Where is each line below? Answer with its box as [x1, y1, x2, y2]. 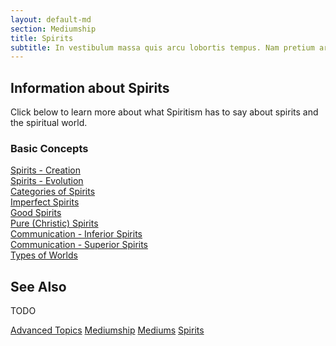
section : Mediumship [10, 24, 97, 34]
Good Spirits [10, 207, 62, 219]
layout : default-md [10, 14, 92, 25]
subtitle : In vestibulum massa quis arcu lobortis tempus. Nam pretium [10, 42, 315, 53]
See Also [10, 278, 67, 295]
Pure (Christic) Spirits [10, 217, 99, 230]
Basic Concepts [10, 141, 89, 155]
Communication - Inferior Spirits [10, 228, 143, 240]
